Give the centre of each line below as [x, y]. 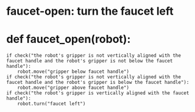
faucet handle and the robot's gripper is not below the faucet [90, 61]
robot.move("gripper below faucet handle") [73, 72]
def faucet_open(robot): [69, 39]
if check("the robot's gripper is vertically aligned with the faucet [98, 93]
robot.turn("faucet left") [51, 104]
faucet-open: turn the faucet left [90, 11]
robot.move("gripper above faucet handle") [73, 88]
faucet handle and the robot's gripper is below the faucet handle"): [98, 83]
